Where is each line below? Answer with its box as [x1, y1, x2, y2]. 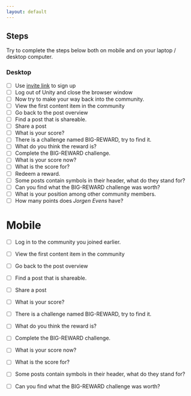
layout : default [6, 8, 47, 15]
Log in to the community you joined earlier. [14, 238, 121, 245]
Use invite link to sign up [14, 82, 76, 89]
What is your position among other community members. [14, 190, 156, 197]
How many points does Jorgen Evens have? [14, 197, 124, 204]
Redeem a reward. [14, 170, 61, 177]
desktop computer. [6, 53, 53, 61]
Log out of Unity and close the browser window [14, 88, 133, 96]
